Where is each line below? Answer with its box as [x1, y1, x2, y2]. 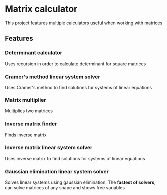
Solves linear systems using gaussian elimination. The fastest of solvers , [5, 179, 156, 185]
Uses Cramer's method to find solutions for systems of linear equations [5, 84, 152, 90]
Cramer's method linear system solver [5, 73, 101, 80]
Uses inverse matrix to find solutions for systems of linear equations [5, 155, 145, 161]
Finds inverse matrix [5, 132, 47, 138]
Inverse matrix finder [5, 120, 57, 127]
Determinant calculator [5, 49, 62, 56]
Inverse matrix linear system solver [5, 144, 93, 151]
